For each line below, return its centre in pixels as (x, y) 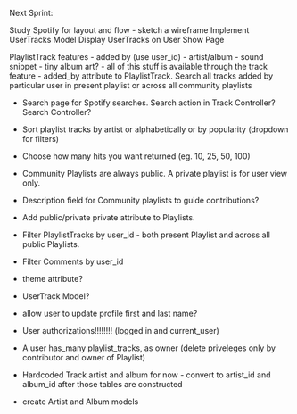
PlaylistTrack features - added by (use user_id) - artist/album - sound (136, 57)
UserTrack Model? (56, 296)
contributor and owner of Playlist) (83, 357)
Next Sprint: (31, 13)
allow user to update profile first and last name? (110, 313)
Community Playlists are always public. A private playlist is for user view (155, 174)
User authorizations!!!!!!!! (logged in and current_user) (121, 331)
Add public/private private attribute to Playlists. (108, 217)
